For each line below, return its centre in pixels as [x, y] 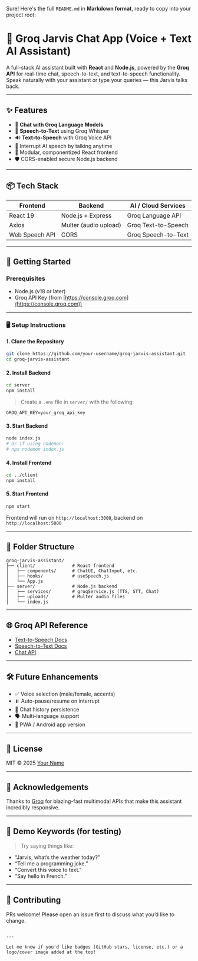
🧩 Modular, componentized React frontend [66, 152]
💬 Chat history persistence [47, 710]
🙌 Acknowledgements [47, 787]
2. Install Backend [29, 373]
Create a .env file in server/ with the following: [77, 402]
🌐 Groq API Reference [47, 626]
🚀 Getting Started [39, 262]
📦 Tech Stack [32, 186]
